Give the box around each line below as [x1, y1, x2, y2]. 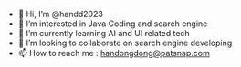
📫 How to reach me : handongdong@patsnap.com [17, 48, 210, 58]
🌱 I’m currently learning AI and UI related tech [17, 28, 190, 38]
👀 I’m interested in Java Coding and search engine [17, 18, 208, 29]
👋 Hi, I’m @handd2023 [17, 9, 103, 19]
